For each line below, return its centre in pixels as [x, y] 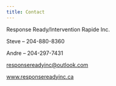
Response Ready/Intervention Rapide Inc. [58, 29]
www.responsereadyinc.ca [40, 76]
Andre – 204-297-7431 [35, 53]
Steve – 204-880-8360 [36, 41]
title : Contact [26, 12]
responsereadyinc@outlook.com [47, 65]
